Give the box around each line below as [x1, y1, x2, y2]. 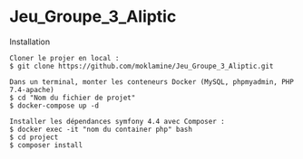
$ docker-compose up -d [9, 101, 100, 110]
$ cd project [9, 133, 59, 142]
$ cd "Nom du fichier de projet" [9, 93, 136, 102]
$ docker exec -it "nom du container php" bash [9, 125, 193, 134]
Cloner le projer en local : [9, 53, 120, 62]
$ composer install [9, 140, 83, 150]
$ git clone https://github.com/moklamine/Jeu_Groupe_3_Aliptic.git [9, 61, 274, 70]
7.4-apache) [9, 85, 54, 94]
